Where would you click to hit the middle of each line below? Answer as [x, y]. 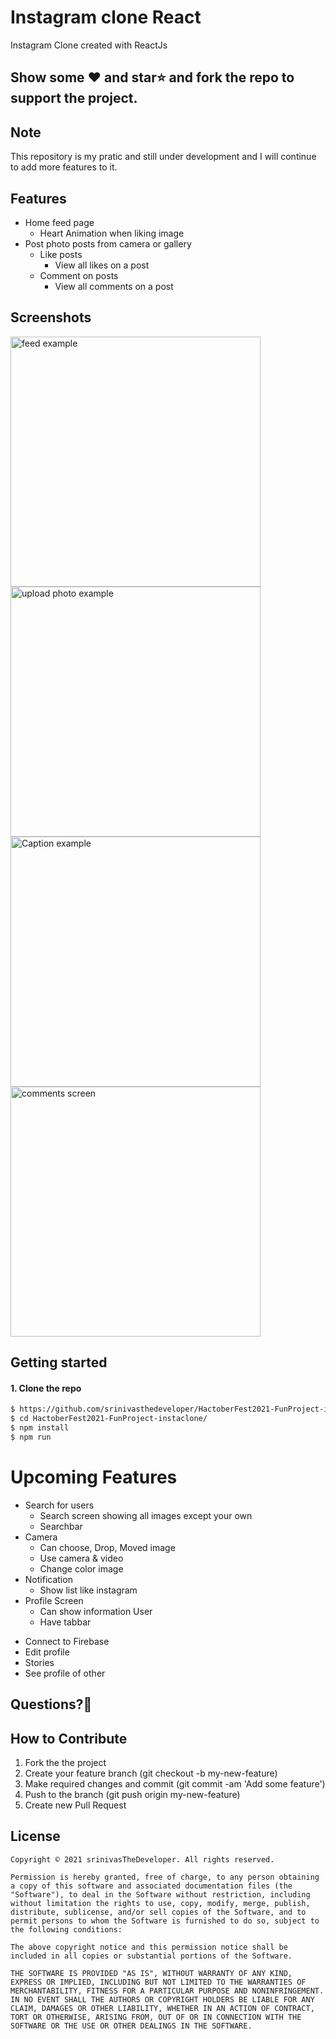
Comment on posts [79, 275]
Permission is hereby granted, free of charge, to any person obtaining [165, 1877]
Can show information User [96, 1611]
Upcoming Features [94, 1477]
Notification [48, 1579]
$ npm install [40, 1428]
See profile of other [65, 1673]
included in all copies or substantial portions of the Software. [151, 1956]
